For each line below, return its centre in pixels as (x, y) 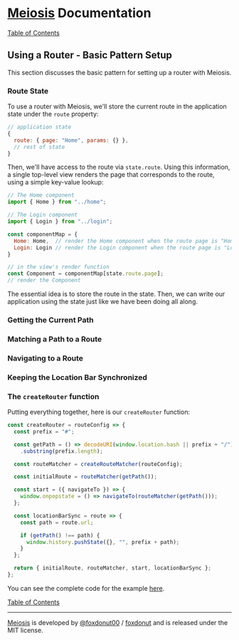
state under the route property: (53, 114)
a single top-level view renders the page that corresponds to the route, (111, 175)
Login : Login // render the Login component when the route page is (117, 247)
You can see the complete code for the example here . (86, 588)
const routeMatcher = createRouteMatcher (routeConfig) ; (98, 464)
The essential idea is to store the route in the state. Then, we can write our (116, 294)
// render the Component (44, 280)
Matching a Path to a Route (55, 339)
